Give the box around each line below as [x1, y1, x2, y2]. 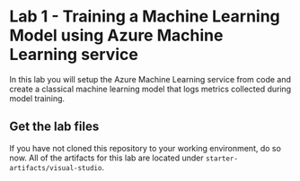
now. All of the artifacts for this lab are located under [9, 152, 204, 163]
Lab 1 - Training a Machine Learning [9, 6, 280, 27]
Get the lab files [9, 119, 100, 134]
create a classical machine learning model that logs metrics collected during [9, 83, 292, 94]
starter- [205, 154, 238, 163]
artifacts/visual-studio [9, 163, 102, 172]
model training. [9, 92, 66, 104]
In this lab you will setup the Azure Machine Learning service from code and [9, 73, 292, 84]
